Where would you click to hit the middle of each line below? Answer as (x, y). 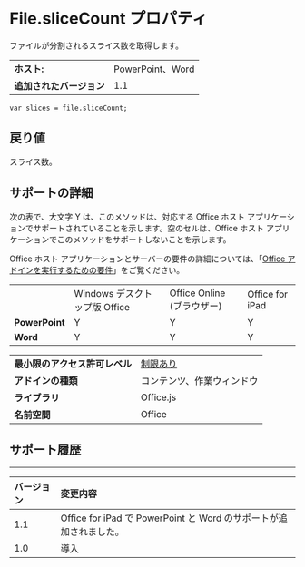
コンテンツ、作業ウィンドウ (199, 380)
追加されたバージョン (59, 85)
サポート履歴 (45, 450)
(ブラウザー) (196, 306)
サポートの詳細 (51, 193)
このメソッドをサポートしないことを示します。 (144, 239)
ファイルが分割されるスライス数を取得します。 (97, 45)
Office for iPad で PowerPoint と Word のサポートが (170, 518)
